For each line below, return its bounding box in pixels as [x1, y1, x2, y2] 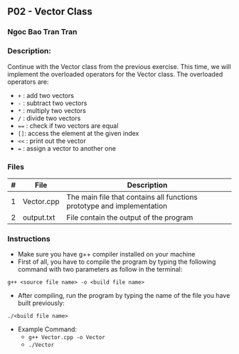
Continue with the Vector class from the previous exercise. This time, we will [7, 62, 231, 70]
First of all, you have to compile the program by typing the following [17, 257, 216, 266]
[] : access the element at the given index [17, 129, 139, 137]
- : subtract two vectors [17, 99, 87, 107]
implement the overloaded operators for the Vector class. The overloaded [7, 70, 223, 78]
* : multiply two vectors [17, 106, 87, 114]
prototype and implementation [66, 200, 168, 210]
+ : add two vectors [17, 91, 75, 100]
